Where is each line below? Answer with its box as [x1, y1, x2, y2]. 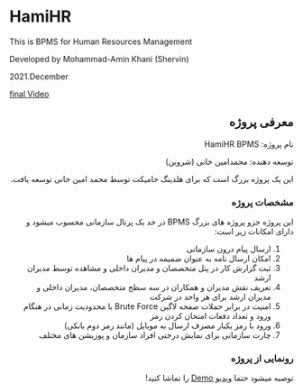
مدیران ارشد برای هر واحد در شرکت [149, 291, 271, 303]
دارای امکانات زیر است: [214, 226, 294, 237]
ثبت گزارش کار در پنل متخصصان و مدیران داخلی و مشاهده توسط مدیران [26, 263, 271, 274]
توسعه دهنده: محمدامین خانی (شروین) [165, 156, 294, 167]
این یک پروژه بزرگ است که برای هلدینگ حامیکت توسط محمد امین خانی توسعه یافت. [10, 173, 294, 184]
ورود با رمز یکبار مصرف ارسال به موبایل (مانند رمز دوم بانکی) [64, 320, 271, 331]
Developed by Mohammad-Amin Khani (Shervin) [9, 53, 189, 64]
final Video [9, 88, 50, 99]
